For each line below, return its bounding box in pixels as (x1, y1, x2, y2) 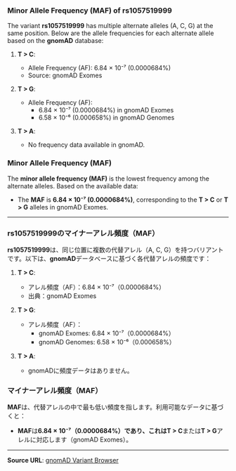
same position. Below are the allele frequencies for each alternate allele (7, 29, 214, 37)
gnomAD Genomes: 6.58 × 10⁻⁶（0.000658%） (38, 337, 176, 346)
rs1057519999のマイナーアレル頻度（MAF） (7, 228, 159, 238)
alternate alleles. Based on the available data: (7, 181, 138, 190)
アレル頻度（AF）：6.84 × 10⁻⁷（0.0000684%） (27, 283, 165, 291)
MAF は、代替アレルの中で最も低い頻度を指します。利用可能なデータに (7, 403, 212, 411)
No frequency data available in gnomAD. (27, 141, 145, 149)
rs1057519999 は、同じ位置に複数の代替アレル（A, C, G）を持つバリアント (7, 245, 224, 254)
